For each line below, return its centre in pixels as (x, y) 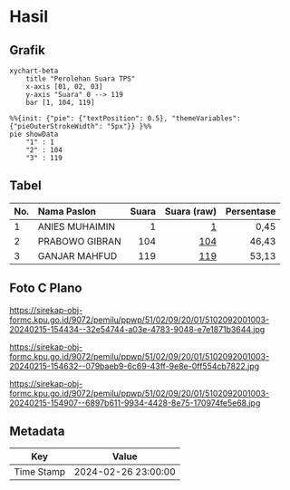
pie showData (34, 134)
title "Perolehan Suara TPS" (81, 79)
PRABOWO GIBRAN (79, 241)
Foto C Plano (46, 288)
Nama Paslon (67, 211)
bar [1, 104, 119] (60, 102)
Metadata (37, 432)
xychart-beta (34, 71)
